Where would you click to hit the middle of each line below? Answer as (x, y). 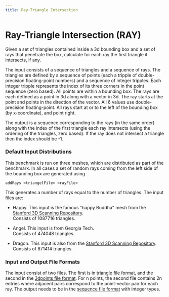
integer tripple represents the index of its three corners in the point (75, 86)
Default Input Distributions (38, 152)
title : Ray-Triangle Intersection (42, 10)
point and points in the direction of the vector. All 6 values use (70, 102)
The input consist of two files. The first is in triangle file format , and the (79, 273)
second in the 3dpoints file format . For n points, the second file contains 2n (83, 278)
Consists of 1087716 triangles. (44, 218)
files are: (14, 198)
